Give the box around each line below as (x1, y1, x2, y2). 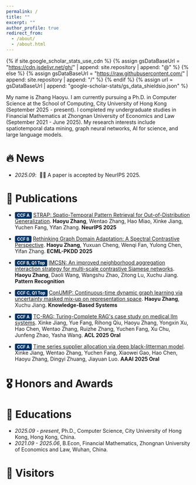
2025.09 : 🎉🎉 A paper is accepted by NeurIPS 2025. (14, 171, 141, 178)
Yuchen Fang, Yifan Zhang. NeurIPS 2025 (14, 223, 117, 230)
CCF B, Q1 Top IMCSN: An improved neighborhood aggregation (16, 259, 165, 266)
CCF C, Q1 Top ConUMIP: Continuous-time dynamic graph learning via (16, 289, 183, 296)
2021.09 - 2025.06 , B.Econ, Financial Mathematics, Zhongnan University (14, 439, 190, 446)
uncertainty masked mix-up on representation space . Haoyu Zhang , (14, 295, 180, 302)
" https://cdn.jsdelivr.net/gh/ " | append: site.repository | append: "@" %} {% (6, 63, 189, 70)
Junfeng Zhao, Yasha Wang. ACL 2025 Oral (14, 331, 121, 338)
